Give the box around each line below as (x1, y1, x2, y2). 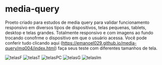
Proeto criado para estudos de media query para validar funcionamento (5, 19, 150, 25)
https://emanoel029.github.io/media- (62, 40, 137, 46)
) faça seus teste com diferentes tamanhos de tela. (55, 45, 158, 51)
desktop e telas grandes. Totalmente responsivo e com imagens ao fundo (5, 30, 153, 35)
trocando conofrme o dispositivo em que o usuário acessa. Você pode (5, 35, 147, 41)
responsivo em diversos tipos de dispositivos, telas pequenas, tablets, (5, 24, 147, 30)
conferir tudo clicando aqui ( (5, 40, 63, 46)
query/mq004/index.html (5, 45, 55, 51)
